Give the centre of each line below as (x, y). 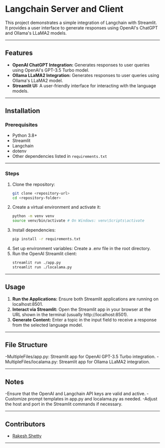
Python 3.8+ (25, 135)
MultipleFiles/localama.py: (31, 362)
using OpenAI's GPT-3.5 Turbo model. (51, 70)
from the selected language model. (48, 325)
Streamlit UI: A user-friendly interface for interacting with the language (84, 86)
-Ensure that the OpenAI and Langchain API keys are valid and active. (75, 394)
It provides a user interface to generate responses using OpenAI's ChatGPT (82, 27)
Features (19, 53)
